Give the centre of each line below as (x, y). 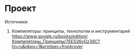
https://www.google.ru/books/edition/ (50, 36)
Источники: (17, 22)
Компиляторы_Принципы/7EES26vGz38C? (56, 41)
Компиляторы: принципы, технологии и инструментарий (71, 31)
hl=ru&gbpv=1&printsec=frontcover (47, 46)
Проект (21, 8)
